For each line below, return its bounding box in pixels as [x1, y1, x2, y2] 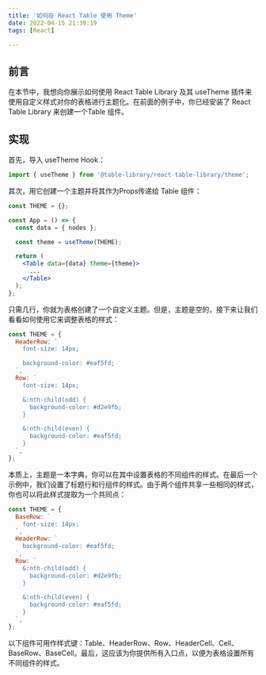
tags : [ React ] [8, 26, 55, 34]
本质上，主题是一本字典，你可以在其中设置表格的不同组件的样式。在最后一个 [8, 470, 258, 479]
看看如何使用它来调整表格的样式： [8, 314, 120, 324]
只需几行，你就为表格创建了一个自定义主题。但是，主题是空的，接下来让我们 [8, 305, 258, 314]
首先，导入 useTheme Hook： [8, 155, 105, 164]
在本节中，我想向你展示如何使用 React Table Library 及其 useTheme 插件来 [8, 87, 253, 97]
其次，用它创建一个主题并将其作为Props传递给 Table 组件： [8, 186, 202, 195]
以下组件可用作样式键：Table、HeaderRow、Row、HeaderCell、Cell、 [8, 638, 239, 647]
